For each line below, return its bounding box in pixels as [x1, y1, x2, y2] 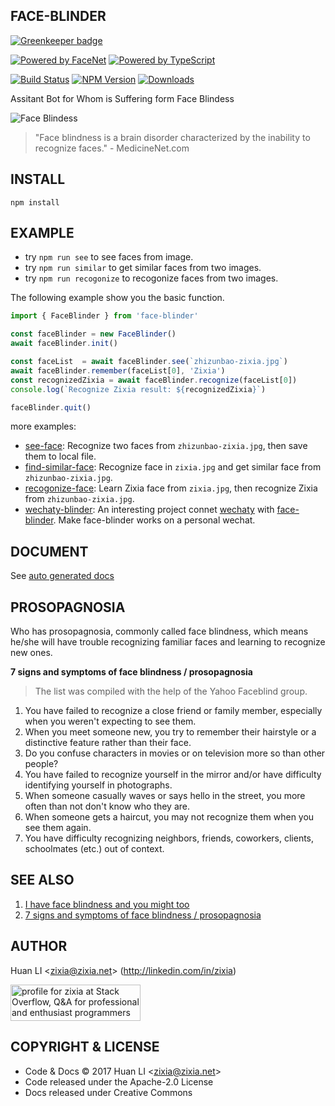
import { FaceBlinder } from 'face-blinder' [10, 311, 199, 321]
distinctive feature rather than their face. [24, 737, 192, 749]
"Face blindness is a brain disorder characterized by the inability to [34, 131, 311, 143]
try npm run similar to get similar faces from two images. [24, 262, 262, 274]
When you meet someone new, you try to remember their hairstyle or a [24, 726, 317, 738]
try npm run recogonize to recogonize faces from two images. [24, 272, 279, 284]
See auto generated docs [10, 570, 115, 582]
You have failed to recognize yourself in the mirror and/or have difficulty [24, 769, 322, 781]
